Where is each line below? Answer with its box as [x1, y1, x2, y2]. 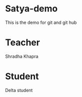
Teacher [5, 37, 40, 48]
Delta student [5, 87, 33, 93]
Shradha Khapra [5, 53, 39, 59]
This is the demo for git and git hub [5, 19, 77, 25]
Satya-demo [5, 3, 58, 14]
